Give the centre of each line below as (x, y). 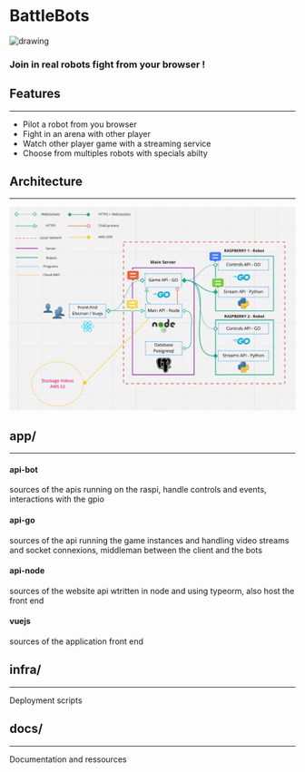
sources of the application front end (76, 641)
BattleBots (49, 16)
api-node (27, 571)
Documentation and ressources (68, 759)
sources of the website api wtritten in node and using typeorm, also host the (152, 591)
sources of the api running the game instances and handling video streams (149, 540)
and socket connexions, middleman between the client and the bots (136, 550)
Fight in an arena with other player (87, 133)
